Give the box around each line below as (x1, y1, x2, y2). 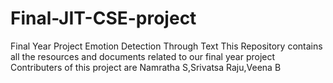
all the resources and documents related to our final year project (10, 50, 276, 62)
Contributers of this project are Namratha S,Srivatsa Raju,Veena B (10, 61, 282, 73)
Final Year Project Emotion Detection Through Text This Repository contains (10, 40, 323, 52)
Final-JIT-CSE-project (10, 7, 197, 30)
